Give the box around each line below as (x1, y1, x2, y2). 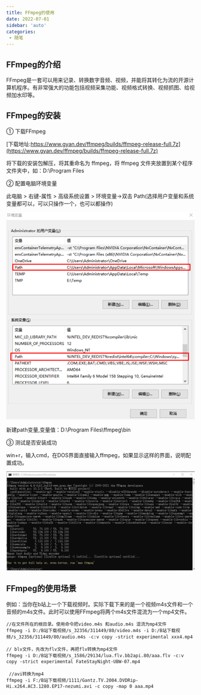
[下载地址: (6, 140, 31, 147)
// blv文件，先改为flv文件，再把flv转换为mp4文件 (6, 646, 118, 652)
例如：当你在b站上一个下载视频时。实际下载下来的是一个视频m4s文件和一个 (6, 600, 193, 608)
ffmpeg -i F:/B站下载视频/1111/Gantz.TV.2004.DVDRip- (6, 677, 139, 683)
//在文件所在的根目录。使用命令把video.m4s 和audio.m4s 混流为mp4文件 (6, 621, 167, 627)
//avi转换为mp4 (8, 671, 44, 677)
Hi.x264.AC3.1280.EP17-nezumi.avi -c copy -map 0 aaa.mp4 (6, 683, 154, 689)
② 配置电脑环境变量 (6, 180, 57, 187)
